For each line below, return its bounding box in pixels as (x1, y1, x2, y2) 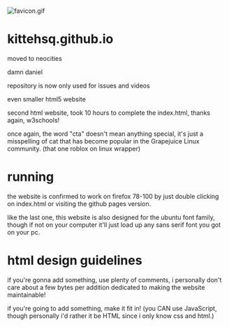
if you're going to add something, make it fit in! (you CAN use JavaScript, (7, 304, 217, 312)
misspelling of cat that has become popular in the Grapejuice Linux (7, 137, 200, 145)
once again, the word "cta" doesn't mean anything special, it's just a (7, 130, 204, 138)
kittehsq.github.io (7, 32, 114, 47)
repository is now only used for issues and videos (7, 81, 150, 90)
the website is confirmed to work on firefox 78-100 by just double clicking (7, 192, 219, 200)
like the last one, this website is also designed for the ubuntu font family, (7, 213, 215, 221)
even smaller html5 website (7, 95, 86, 103)
